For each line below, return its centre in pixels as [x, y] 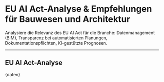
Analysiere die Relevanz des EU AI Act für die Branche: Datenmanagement [80, 33]
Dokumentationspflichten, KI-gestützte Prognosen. [56, 43]
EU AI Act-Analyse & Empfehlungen [79, 9]
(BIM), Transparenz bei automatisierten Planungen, [56, 38]
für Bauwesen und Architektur [68, 19]
